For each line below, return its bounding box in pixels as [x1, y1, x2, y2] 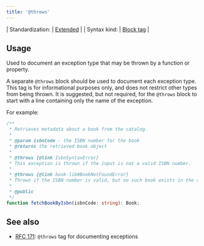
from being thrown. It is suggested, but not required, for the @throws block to [6, 91, 197, 98]
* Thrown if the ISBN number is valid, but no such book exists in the [8, 177, 194, 183]
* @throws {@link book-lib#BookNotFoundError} [8, 172, 129, 178]
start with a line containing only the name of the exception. [6, 97, 153, 104]
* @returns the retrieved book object [8, 143, 107, 149]
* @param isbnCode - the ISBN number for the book [8, 138, 140, 144]
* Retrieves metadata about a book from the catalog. [8, 126, 148, 133]
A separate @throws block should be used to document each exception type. [6, 77, 197, 85]
